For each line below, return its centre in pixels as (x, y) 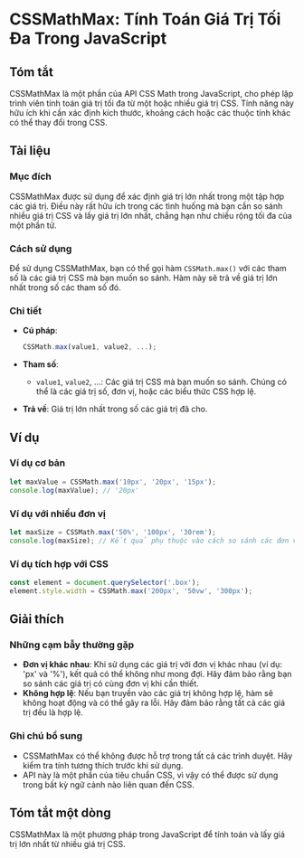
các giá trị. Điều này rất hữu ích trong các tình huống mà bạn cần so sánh (146, 206)
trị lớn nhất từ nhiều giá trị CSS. (68, 844)
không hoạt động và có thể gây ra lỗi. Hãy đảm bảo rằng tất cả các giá (154, 703)
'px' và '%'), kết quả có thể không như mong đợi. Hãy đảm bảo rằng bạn (157, 674)
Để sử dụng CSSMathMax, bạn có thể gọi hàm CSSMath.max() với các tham (148, 268)
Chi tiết (26, 310)
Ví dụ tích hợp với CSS (59, 563)
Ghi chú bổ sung (46, 736)
